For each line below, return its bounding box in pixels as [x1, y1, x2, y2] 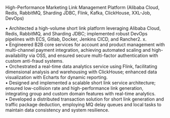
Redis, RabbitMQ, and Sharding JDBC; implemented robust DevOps [5, 31, 148, 36]
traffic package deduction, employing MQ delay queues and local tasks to [5, 102, 162, 107]
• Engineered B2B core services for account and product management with [5, 42, 165, 48]
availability [5, 52, 28, 58]
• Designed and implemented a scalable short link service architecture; [5, 80, 156, 86]
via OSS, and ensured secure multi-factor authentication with [29, 52, 158, 58]
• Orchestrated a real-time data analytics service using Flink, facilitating [5, 64, 158, 69]
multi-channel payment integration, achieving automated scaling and [5, 47, 151, 53]
